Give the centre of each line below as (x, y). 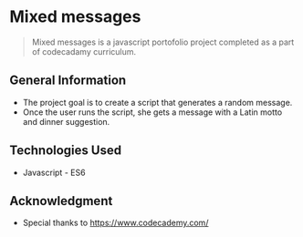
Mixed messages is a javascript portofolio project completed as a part (163, 42)
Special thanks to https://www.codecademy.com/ (115, 223)
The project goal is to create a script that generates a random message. (157, 102)
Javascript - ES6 (54, 172)
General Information (68, 81)
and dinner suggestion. (66, 121)
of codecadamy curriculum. (84, 51)
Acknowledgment (61, 201)
